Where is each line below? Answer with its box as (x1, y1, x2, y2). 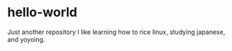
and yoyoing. (7, 35, 45, 43)
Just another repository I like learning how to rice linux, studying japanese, (7, 28, 226, 36)
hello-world (7, 4, 78, 21)
